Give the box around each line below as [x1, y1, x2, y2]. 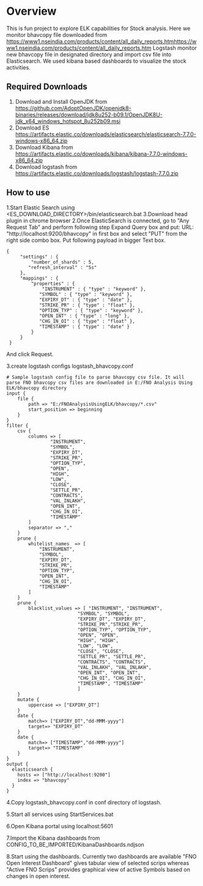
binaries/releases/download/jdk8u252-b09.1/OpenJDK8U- [15, 111, 163, 118]
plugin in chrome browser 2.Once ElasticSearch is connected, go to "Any [6, 217, 190, 224]
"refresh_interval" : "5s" [28, 264, 97, 271]
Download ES [15, 124, 50, 131]
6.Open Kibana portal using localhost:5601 [6, 822, 113, 830]
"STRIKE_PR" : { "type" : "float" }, [39, 302, 136, 308]
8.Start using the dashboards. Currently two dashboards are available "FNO [6, 852, 197, 860]
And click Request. [6, 350, 54, 357]
